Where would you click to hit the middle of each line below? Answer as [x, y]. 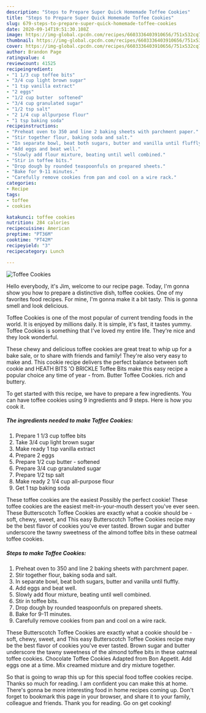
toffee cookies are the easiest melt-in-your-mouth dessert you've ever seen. [103, 506]
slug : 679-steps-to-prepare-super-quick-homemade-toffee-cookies [91, 23]
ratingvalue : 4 [26, 58]
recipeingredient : [30, 69]
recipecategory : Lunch [35, 251]
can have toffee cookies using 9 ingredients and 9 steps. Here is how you [99, 400]
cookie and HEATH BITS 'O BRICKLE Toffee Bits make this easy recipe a [97, 368]
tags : [13, 195]
